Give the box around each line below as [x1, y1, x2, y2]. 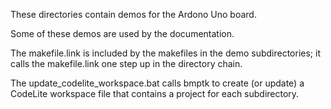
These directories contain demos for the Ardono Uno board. [10, 9, 257, 20]
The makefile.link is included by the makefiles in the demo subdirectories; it [10, 47, 321, 59]
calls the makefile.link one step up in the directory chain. [10, 58, 243, 69]
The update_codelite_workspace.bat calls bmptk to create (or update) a [10, 77, 305, 89]
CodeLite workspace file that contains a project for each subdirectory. [10, 88, 300, 99]
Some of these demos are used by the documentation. [10, 28, 235, 39]
